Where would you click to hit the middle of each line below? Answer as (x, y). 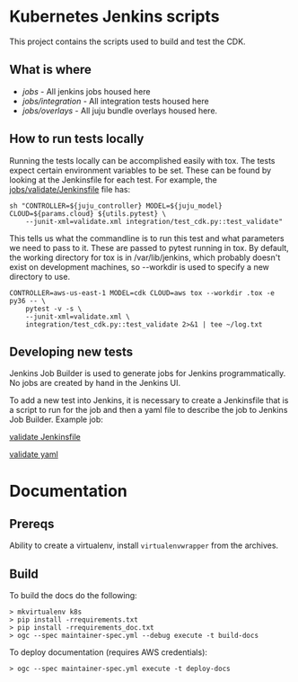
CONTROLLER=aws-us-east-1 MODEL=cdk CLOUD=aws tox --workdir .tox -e (142, 293)
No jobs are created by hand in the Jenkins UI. (95, 383)
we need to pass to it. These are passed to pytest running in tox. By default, (149, 247)
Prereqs (32, 524)
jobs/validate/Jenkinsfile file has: (70, 189)
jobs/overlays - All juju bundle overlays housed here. (120, 111)
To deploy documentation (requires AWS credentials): (109, 652)
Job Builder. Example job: (56, 419)
